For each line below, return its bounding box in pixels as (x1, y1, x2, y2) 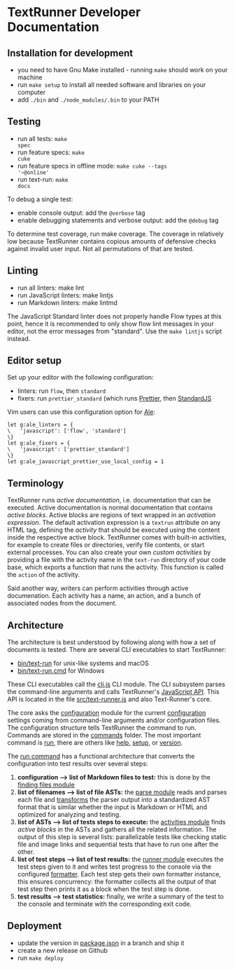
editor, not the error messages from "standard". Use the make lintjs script (7, 327, 222, 335)
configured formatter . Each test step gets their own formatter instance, (17, 870, 222, 878)
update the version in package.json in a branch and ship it (17, 938, 185, 947)
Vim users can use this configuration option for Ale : (7, 408, 156, 416)
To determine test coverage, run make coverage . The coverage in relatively (7, 229, 224, 238)
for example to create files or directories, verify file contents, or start (7, 541, 205, 549)
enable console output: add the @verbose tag (17, 208, 145, 217)
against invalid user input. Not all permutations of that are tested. (7, 244, 194, 253)
